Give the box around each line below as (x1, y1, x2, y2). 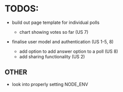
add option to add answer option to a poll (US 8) (19, 48, 118, 54)
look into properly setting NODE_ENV (11, 81, 88, 87)
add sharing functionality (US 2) (19, 53, 85, 60)
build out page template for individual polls (11, 19, 100, 25)
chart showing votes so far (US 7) (19, 29, 89, 35)
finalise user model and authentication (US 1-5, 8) (11, 38, 114, 45)
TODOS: (4, 3, 39, 14)
